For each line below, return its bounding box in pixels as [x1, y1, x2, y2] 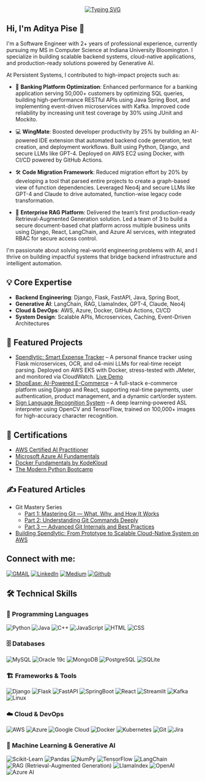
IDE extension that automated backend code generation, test [39, 137, 192, 144]
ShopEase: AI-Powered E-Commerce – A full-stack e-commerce [15, 380, 177, 387]
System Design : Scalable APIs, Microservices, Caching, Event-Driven [15, 313, 192, 320]
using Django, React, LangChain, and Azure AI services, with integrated [15, 228, 196, 235]
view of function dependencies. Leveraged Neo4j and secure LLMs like [15, 184, 195, 191]
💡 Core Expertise [6, 277, 72, 288]
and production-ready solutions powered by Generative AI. [6, 59, 155, 67]
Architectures [15, 319, 50, 327]
